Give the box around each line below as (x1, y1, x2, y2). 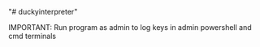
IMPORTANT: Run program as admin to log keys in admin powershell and (8, 23, 252, 32)
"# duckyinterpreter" (8, 7, 78, 16)
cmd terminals (8, 32, 57, 41)
